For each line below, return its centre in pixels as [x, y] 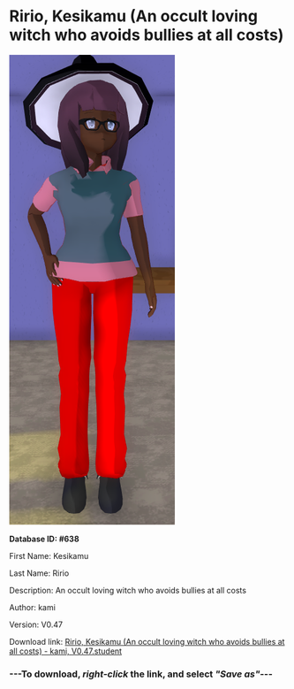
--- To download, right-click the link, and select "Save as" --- [141, 674]
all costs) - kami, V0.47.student [65, 651]
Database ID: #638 [44, 539]
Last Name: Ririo [39, 573]
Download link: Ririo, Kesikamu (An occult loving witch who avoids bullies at [147, 641]
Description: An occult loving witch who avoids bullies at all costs [128, 590]
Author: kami [32, 607]
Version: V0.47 [36, 624]
